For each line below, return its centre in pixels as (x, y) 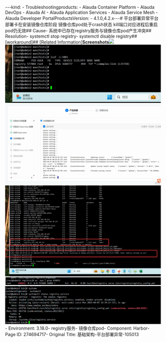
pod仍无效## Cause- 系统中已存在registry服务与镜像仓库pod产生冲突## (78, 31)
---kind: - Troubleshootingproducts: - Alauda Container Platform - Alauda (80, 7)
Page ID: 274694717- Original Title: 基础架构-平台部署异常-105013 (72, 335)
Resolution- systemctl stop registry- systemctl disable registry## (71, 36)
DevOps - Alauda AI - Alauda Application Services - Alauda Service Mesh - (82, 12)
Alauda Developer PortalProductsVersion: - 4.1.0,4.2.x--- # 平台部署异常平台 (82, 18)
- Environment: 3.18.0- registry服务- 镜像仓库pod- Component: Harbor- (77, 328)
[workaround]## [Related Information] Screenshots (57, 42)
